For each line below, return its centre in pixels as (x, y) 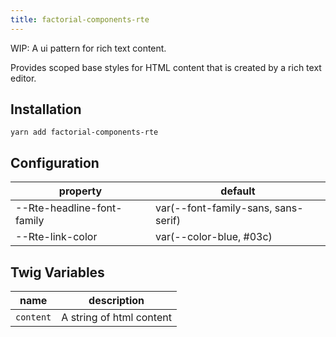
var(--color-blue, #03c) (214, 237)
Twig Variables (57, 272)
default (238, 191)
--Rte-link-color (56, 237)
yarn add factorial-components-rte (84, 132)
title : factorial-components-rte (80, 19)
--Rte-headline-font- (69, 208)
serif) (168, 221)
